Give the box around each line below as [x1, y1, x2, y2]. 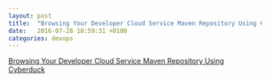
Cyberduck [8, 65, 46, 75]
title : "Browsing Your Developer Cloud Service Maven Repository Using [8, 19, 257, 27]
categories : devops [8, 34, 74, 43]
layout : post [8, 11, 52, 20]
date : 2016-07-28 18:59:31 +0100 [8, 27, 128, 35]
